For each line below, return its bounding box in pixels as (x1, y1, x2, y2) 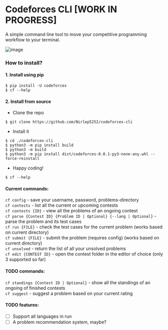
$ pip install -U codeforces (5, 83, 67, 89)
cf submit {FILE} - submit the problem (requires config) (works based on (5, 235, 160, 241)
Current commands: (5, 185, 49, 191)
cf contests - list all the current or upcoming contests (5, 202, 118, 208)
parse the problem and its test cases (5, 218, 82, 225)
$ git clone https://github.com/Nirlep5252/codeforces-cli (5, 120, 133, 125)
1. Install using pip (5, 72, 44, 78)
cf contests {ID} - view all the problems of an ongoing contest (5, 208, 138, 214)
